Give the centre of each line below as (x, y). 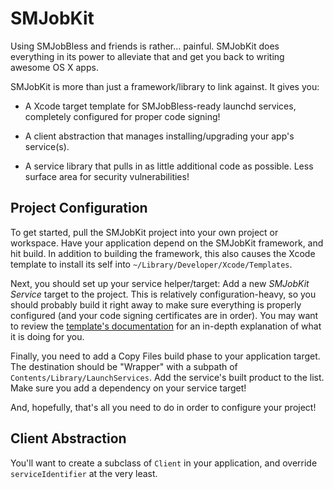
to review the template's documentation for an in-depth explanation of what (166, 326)
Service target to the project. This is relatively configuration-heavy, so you (163, 294)
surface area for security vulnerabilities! (107, 176)
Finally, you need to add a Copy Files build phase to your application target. (165, 356)
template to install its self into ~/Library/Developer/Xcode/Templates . (151, 264)
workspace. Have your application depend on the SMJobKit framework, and (167, 243)
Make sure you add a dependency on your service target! (128, 388)
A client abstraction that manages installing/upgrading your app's (159, 136)
